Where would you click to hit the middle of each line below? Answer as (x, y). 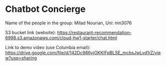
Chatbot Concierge (45, 9)
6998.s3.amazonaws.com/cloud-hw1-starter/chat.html (61, 38)
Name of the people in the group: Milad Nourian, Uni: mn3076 (69, 23)
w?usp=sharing (21, 58)
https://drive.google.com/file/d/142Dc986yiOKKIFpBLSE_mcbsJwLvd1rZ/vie (83, 53)
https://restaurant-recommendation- (94, 32)
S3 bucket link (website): (31, 32)
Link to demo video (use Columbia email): (48, 47)
